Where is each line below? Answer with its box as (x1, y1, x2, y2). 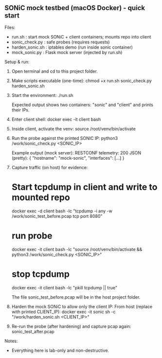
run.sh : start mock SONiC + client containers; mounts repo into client (11, 34, 151, 39)
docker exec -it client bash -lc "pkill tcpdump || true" (11, 284, 118, 290)
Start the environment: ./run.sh (11, 92, 73, 98)
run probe (11, 230, 53, 241)
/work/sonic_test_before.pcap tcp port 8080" (11, 213, 103, 219)
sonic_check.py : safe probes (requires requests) (11, 39, 110, 45)
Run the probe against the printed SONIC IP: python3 (11, 135, 118, 141)
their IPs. (11, 107, 30, 113)
